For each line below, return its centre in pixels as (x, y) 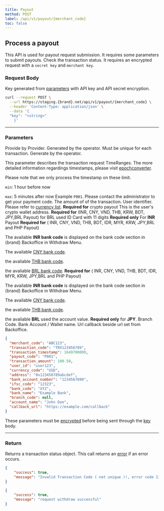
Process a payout (32, 43)
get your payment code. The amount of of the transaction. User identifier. (79, 202)
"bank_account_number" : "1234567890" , (49, 379)
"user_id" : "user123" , (32, 366)
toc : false (16, 23)
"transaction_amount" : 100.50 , (41, 361)
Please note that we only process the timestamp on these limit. (68, 177)
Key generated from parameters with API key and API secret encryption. (78, 89)
